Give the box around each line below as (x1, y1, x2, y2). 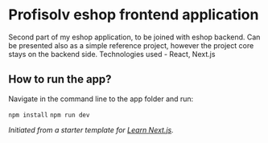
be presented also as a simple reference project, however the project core (8, 40, 254, 50)
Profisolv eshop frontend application (8, 6, 259, 24)
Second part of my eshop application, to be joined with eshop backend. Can (8, 32, 261, 42)
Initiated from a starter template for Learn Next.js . (8, 125, 175, 134)
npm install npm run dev (8, 111, 90, 119)
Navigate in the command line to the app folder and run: (8, 94, 194, 104)
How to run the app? (8, 72, 112, 86)
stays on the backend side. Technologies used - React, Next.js (8, 49, 216, 59)
